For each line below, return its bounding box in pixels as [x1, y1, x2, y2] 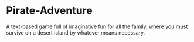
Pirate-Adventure [6, 4, 93, 17]
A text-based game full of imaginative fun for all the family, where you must [6, 23, 188, 30]
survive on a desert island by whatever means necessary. [6, 29, 145, 36]
